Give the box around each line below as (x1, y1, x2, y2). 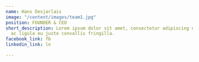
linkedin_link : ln (5, 42, 51, 48)
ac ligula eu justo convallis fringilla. (11, 31, 115, 37)
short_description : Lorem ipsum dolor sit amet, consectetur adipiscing (5, 25, 189, 31)
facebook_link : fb (5, 36, 51, 42)
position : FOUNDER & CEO (5, 19, 67, 25)
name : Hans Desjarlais (5, 8, 62, 15)
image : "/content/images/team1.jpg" (5, 14, 96, 20)
